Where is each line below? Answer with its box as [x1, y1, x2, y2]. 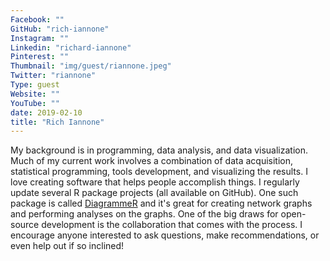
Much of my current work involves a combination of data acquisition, [10, 155, 294, 167]
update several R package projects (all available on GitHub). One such [10, 187, 299, 199]
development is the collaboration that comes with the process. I [41, 219, 303, 231]
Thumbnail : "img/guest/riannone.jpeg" [10, 61, 172, 71]
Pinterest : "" [10, 52, 70, 62]
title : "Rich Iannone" [10, 117, 105, 127]
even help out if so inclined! [10, 240, 125, 252]
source [10, 219, 40, 231]
